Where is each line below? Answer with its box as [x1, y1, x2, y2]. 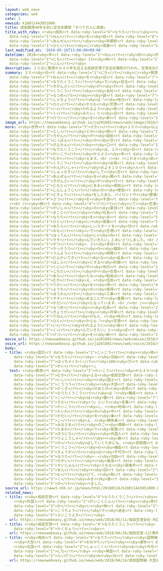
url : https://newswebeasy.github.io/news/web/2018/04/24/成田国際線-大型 [9, 558, 157, 563]
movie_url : [5, 336, 27, 341]
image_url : [5, 120, 27, 125]
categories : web [5, 12, 38, 17]
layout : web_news [5, 7, 40, 12]
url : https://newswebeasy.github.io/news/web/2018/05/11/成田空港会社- [9, 517, 153, 522]
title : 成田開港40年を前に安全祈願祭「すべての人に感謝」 [5, 25, 108, 30]
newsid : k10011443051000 [5, 20, 55, 26]
